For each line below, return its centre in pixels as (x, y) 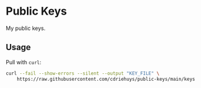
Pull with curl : (24, 62)
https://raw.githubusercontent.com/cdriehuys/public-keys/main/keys (106, 79)
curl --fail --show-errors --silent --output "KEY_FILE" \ (83, 73)
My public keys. (26, 28)
